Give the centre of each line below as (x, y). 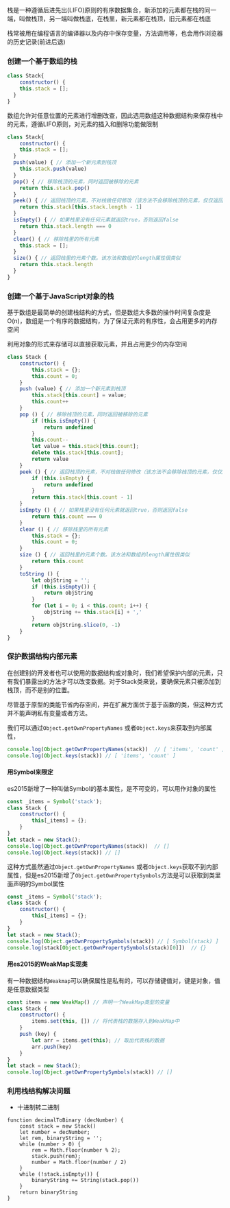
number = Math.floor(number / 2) (79, 1162)
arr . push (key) (52, 1047)
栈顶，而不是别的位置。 (40, 690)
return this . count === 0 (67, 517)
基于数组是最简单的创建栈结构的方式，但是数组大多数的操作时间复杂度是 (109, 312)
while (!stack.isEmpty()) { (59, 1174)
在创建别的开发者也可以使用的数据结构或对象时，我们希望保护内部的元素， (112, 673)
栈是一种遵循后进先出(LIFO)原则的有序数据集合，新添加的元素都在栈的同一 (112, 10)
